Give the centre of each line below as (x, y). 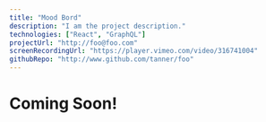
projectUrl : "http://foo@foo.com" (74, 43)
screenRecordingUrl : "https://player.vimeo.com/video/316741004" (133, 51)
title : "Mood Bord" (46, 17)
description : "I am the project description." (98, 26)
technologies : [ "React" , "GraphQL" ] (77, 34)
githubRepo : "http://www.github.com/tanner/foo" (102, 59)
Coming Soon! (64, 104)
